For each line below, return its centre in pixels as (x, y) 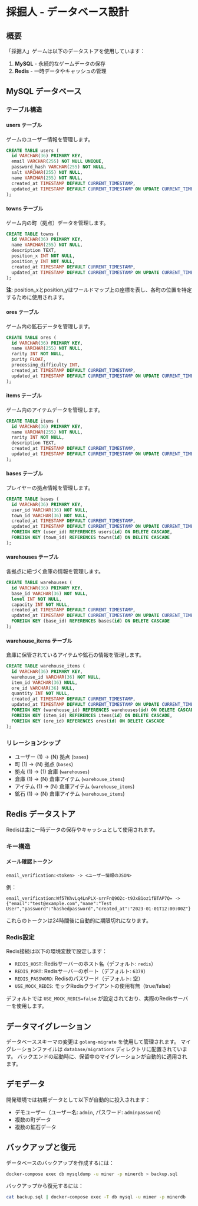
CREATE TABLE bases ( (33, 499)
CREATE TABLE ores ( (32, 338)
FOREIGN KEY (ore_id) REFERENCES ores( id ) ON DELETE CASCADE (88, 721)
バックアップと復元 (41, 1147)
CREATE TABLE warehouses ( (39, 583)
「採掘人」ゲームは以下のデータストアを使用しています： (76, 51)
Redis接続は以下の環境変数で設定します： (57, 951)
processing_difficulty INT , (46, 365)
